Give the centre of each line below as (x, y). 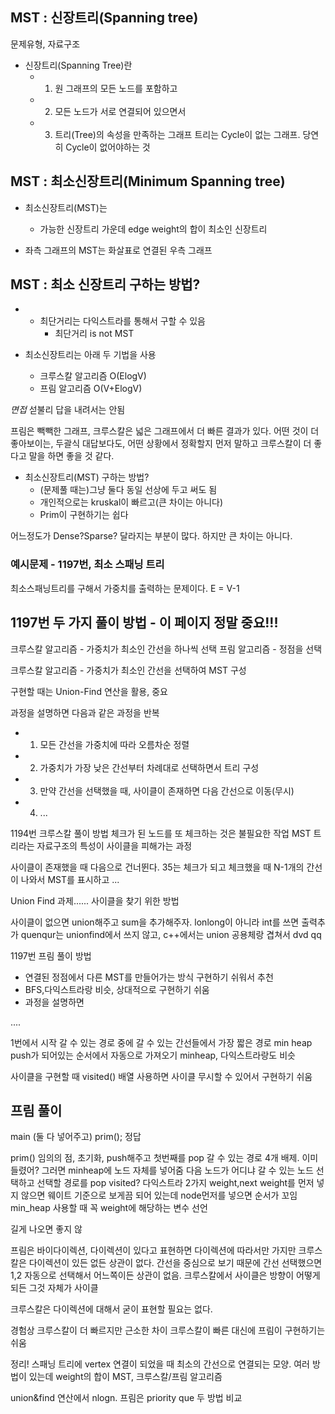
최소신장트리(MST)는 (66, 207)
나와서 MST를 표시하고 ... (70, 879)
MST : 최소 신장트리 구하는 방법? (105, 284)
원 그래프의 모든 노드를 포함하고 (116, 88)
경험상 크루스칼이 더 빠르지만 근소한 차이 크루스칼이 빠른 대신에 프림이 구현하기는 (168, 1330)
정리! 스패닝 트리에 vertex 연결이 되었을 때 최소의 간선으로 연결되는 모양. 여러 (160, 1364)
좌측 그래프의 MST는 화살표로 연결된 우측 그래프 (118, 250)
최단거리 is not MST (94, 334)
